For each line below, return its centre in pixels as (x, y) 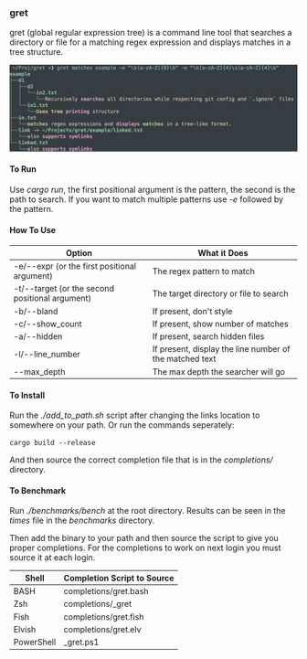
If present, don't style (192, 311)
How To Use (33, 229)
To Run (23, 169)
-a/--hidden (38, 336)
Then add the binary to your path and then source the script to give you (144, 538)
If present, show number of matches (221, 324)
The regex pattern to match (204, 271)
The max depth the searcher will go (219, 371)
